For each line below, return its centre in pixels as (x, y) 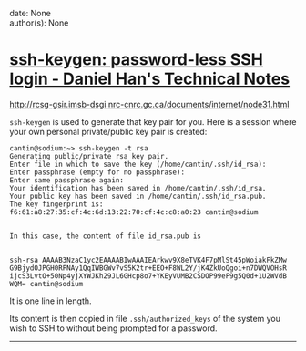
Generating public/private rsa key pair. (89, 156)
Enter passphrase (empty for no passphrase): (97, 172)
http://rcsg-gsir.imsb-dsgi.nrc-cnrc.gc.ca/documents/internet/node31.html (149, 104)
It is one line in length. (51, 301)
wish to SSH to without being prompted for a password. (113, 328)
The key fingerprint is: (56, 204)
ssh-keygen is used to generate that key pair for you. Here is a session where (153, 121)
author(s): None (39, 23)
